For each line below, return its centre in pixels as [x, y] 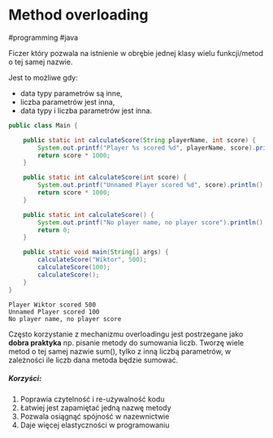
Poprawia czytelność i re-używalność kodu [92, 399]
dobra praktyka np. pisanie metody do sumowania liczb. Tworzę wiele [126, 342]
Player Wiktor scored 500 [52, 305]
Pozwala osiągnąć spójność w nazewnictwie [95, 416]
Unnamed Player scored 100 [54, 312]
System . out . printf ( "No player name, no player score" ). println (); [152, 222]
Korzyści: [25, 379]
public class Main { [43, 125]
